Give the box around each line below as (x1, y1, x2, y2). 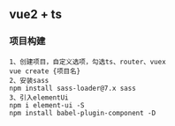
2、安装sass (9, 76, 49, 85)
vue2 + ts (9, 7, 62, 22)
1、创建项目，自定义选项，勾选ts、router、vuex (9, 57, 166, 66)
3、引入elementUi (9, 93, 69, 102)
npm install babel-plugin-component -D (9, 108, 156, 117)
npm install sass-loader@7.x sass (9, 84, 137, 93)
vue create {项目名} (9, 66, 81, 76)
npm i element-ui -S (9, 100, 86, 109)
